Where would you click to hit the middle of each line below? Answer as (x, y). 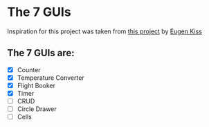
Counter (29, 69)
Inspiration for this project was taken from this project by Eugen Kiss (105, 31)
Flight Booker (36, 85)
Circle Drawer (37, 109)
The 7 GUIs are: (41, 53)
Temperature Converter (51, 78)
